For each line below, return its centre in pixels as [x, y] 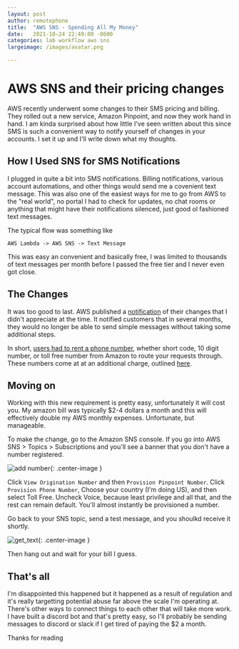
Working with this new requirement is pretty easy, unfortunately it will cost [116, 403]
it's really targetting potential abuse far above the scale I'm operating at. [113, 601]
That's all [29, 577]
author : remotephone [38, 21]
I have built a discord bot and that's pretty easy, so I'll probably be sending [117, 617]
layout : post [27, 14]
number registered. [36, 455]
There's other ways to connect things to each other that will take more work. [119, 609]
